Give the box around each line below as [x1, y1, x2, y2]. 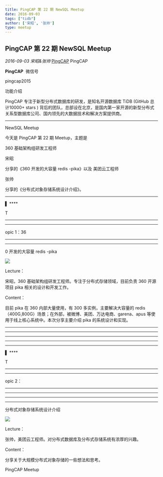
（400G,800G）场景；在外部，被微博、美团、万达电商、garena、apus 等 [5, 311, 151, 317]
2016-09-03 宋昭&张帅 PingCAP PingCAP [5, 58, 88, 64]
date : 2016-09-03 [5, 12, 40, 16]
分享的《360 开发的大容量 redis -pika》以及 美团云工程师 [5, 165, 119, 171]
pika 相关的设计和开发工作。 [14, 284, 71, 290]
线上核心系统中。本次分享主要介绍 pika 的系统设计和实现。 [13, 317, 131, 323]
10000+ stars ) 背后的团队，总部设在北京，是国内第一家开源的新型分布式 [9, 104, 154, 110]
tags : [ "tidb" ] [5, 16, 36, 21]
